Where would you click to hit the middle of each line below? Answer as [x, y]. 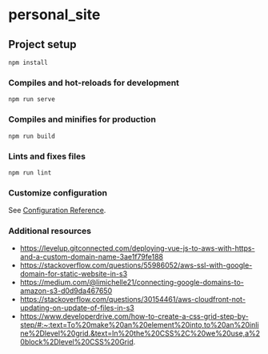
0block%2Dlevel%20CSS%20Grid [76, 342]
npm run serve [32, 99]
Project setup [43, 44]
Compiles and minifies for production [82, 119]
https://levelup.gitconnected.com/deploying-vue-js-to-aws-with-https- [137, 248]
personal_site [54, 15]
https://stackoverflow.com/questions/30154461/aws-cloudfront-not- [133, 300]
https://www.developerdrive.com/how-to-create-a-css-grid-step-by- [134, 316]
